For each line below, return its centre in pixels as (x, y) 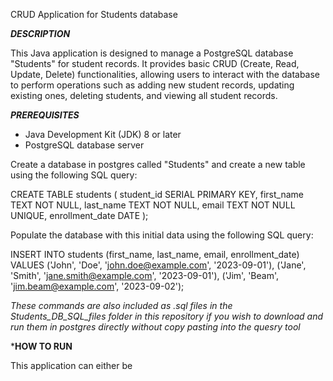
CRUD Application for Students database (94, 14)
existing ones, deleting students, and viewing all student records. (144, 95)
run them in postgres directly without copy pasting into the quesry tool (155, 327)
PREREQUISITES (45, 115)
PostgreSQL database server (84, 145)
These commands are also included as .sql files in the (121, 305)
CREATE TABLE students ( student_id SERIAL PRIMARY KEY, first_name (157, 194)
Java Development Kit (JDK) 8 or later (103, 134)
